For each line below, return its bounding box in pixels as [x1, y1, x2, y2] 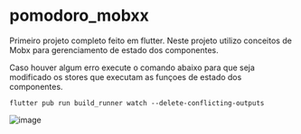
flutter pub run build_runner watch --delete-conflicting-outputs [9, 98, 265, 108]
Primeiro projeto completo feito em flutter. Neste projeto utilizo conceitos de [9, 35, 292, 46]
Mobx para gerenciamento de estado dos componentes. [9, 44, 219, 55]
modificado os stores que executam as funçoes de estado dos [9, 71, 242, 82]
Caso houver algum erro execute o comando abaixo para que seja [9, 62, 256, 73]
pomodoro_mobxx [9, 5, 149, 26]
